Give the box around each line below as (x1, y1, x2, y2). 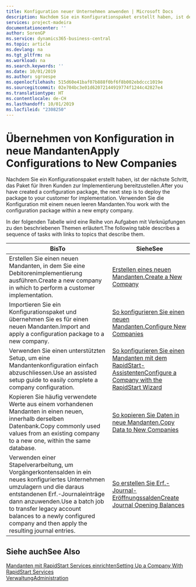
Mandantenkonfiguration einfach (9, 361, 99, 369)
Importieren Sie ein (9, 301, 61, 309)
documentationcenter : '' (6, 25, 66, 31)
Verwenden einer (9, 454, 57, 462)
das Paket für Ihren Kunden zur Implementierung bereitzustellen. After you (6, 182, 184, 189)
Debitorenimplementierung (9, 269, 83, 277)
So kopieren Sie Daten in (112, 411, 180, 419)
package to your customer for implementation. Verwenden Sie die (6, 194, 164, 202)
